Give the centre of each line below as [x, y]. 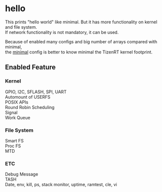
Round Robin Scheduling [30, 107]
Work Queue [18, 118]
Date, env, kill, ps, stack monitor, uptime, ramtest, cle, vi [61, 185]
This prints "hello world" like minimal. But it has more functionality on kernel [81, 22]
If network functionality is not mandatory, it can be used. [62, 32]
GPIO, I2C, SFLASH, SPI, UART [36, 92]
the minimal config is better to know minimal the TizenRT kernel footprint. [79, 52]
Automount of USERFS [28, 97]
